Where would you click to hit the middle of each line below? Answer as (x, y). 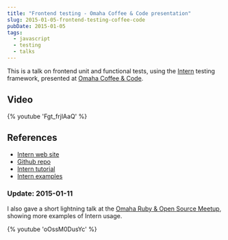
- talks (24, 52)
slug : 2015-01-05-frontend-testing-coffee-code (76, 20)
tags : (15, 32)
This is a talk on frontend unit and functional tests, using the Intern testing (111, 71)
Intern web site (38, 154)
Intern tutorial (36, 169)
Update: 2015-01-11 (40, 194)
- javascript (32, 39)
